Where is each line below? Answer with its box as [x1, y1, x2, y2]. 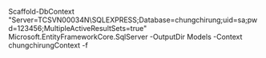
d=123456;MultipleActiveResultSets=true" [8, 24, 147, 33]
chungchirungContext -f [8, 41, 88, 50]
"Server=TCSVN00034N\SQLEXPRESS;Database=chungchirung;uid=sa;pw [8, 15, 258, 25]
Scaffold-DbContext [8, 7, 75, 16]
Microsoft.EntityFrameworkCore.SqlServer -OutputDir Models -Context [8, 32, 243, 41]
